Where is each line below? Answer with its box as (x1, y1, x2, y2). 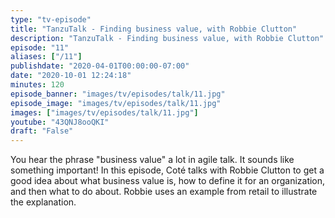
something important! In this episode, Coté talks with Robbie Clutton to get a (10, 164, 325, 176)
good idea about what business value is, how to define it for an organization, (10, 175, 326, 187)
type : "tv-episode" (10, 14, 92, 25)
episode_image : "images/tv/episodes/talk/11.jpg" (10, 98, 222, 108)
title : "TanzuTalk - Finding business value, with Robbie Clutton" (10, 24, 298, 34)
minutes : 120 (10, 80, 65, 90)
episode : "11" (10, 42, 70, 53)
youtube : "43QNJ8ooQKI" (10, 117, 110, 127)
